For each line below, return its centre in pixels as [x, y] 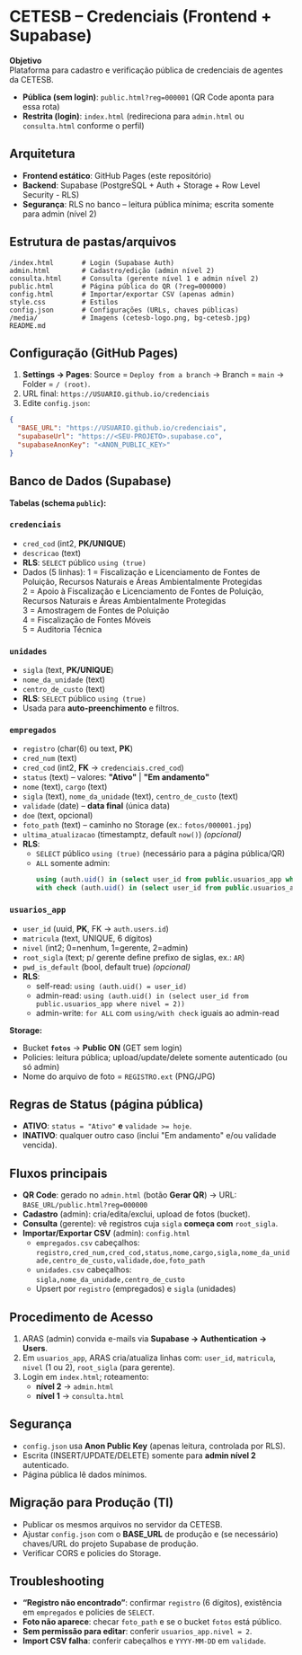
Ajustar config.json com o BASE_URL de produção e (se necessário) [150, 1534]
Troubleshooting [57, 1581]
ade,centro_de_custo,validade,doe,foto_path [120, 1261]
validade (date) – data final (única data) [96, 806]
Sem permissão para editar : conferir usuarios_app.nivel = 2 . [137, 1632]
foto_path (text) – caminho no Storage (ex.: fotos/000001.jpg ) [137, 825]
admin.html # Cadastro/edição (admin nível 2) [112, 270]
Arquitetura [42, 154]
